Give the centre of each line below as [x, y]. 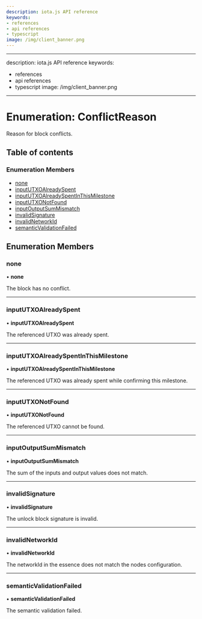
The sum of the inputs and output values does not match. [77, 473]
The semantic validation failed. [44, 611]
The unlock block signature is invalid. [52, 518]
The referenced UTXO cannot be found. [56, 427]
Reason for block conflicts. [39, 134]
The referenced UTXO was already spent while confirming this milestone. [97, 381]
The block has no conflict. [38, 288]
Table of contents [40, 153]
